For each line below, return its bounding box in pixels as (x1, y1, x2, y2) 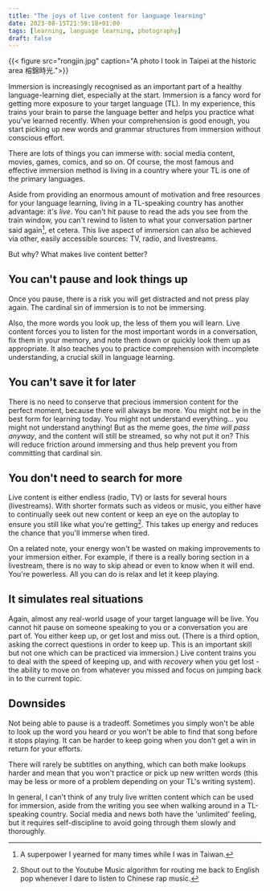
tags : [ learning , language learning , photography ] (8, 27, 182, 35)
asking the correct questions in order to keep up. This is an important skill (8, 640, 252, 649)
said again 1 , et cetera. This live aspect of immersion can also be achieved (8, 224, 252, 235)
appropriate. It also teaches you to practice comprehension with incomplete (8, 343, 260, 354)
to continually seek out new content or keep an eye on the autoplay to (8, 509, 239, 519)
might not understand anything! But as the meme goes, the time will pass (8, 423, 251, 432)
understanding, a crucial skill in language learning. (8, 352, 175, 362)
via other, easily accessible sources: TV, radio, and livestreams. (8, 234, 219, 243)
